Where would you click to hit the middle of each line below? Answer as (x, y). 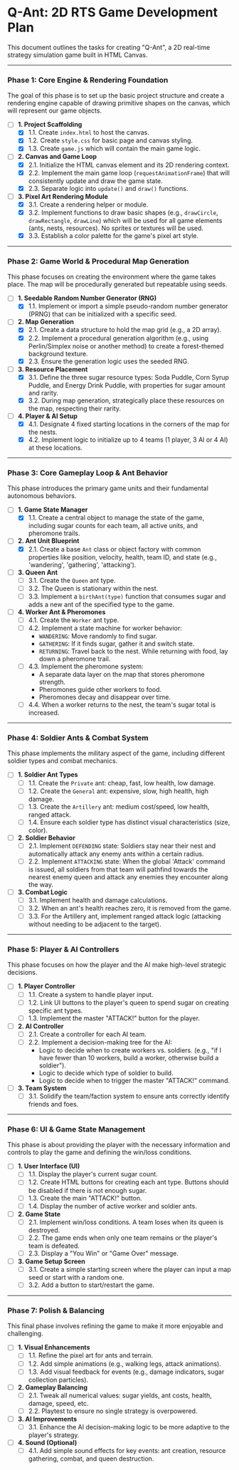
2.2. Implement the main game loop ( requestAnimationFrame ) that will (129, 172)
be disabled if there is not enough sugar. (87, 1190)
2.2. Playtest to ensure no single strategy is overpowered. (113, 1411)
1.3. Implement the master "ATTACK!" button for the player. (114, 1018)
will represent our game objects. (54, 110)
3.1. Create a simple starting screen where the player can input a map (129, 1269)
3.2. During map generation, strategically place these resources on (126, 400)
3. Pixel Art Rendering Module (63, 196)
